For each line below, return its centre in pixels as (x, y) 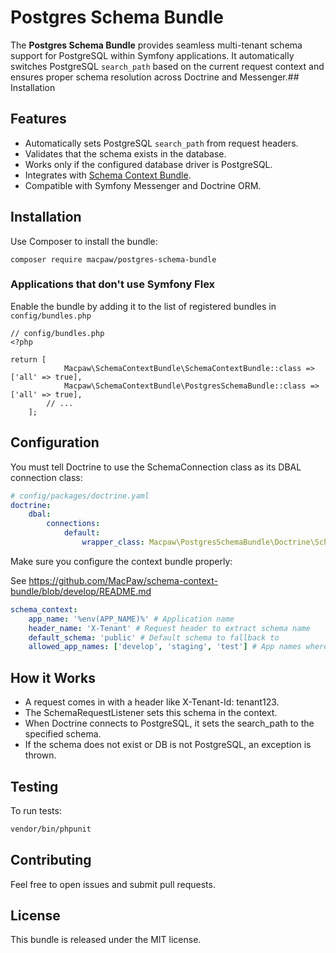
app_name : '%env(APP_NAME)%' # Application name (131, 619)
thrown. (40, 755)
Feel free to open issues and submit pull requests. (113, 884)
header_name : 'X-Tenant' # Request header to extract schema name (169, 628)
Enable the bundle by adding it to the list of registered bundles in (143, 306)
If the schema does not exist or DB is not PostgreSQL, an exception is (168, 745)
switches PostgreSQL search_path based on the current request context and (167, 66)
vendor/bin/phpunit (51, 829)
